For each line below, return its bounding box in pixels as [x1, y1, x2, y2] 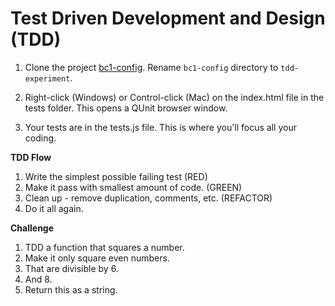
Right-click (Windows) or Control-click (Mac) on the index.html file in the [24, 91, 325, 103]
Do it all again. [24, 202, 84, 214]
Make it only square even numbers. [24, 252, 170, 264]
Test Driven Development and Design [10, 7, 326, 30]
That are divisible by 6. [24, 262, 119, 274]
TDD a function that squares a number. [24, 241, 185, 253]
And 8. [24, 273, 53, 285]
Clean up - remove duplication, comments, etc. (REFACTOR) [24, 192, 273, 204]
